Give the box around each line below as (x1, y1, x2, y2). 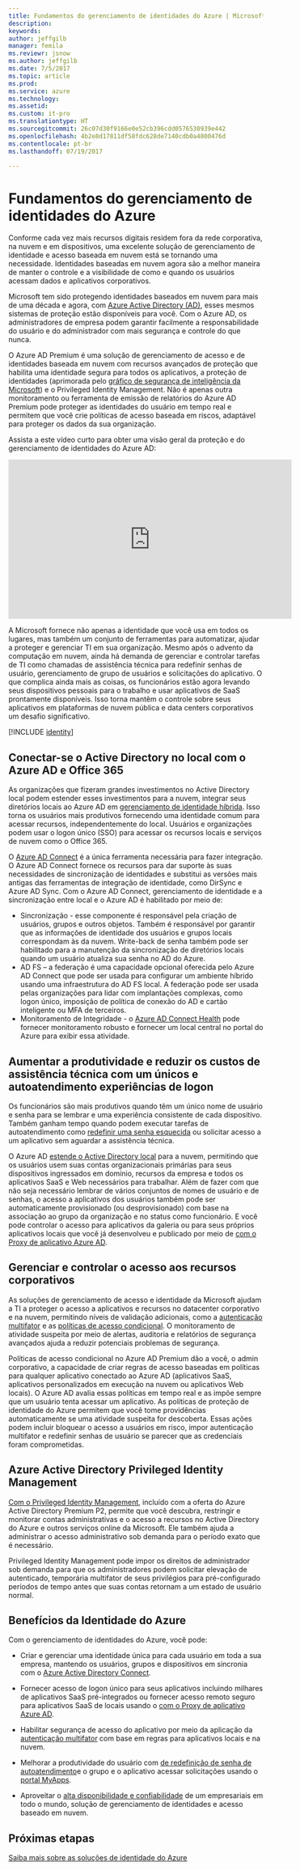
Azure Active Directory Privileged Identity (8, 1463, 224, 1477)
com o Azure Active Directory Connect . (19, 1668, 151, 1677)
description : (8, 19, 53, 28)
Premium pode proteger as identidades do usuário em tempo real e (8, 402, 232, 412)
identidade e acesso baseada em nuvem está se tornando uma (8, 250, 218, 260)
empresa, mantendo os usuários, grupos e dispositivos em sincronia (19, 1660, 248, 1669)
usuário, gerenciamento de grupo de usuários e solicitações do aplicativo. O (8, 668, 263, 678)
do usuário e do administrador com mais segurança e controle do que (8, 326, 241, 336)
